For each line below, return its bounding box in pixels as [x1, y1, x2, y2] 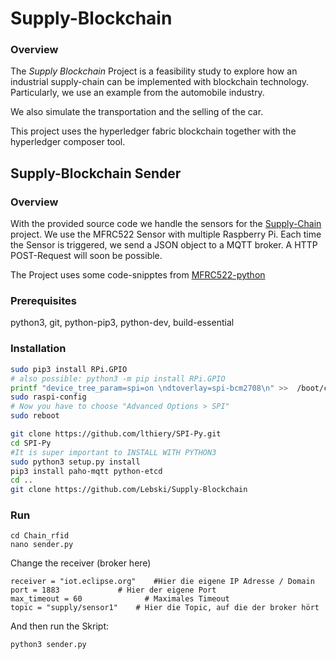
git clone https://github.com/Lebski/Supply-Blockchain [10, 485, 248, 495]
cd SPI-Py [10, 438, 52, 448]
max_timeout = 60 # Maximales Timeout [10, 594, 230, 604]
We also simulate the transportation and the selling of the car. [10, 106, 264, 118]
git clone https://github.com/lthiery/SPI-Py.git [10, 429, 222, 439]
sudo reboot [10, 411, 60, 421]
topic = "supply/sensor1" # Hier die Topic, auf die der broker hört [10, 603, 320, 613]
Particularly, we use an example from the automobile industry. [10, 87, 265, 99]
